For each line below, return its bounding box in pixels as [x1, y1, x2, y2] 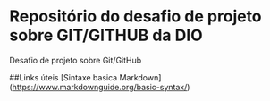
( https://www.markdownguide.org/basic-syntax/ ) [9, 81, 190, 92]
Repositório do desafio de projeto [9, 6, 262, 27]
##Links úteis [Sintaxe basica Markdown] [9, 72, 162, 82]
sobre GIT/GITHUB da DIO [9, 25, 203, 46]
